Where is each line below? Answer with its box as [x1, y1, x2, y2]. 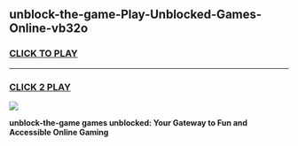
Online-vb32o [9, 21, 89, 36]
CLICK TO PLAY [9, 48, 78, 60]
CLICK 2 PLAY [9, 81, 71, 93]
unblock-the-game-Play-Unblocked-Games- [9, 7, 263, 22]
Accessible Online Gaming [9, 127, 109, 137]
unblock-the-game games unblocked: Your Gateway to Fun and [9, 117, 248, 127]
